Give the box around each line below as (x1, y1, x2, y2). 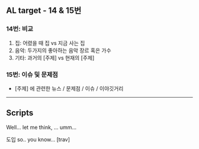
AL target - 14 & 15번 (6, 5, 82, 16)
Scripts (6, 108, 34, 118)
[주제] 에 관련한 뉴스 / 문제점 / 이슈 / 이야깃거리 (14, 85, 124, 92)
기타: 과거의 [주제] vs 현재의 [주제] (14, 54, 95, 61)
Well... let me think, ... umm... (6, 124, 77, 131)
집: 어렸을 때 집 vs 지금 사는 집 (14, 39, 85, 46)
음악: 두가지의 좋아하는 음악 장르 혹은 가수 (14, 47, 111, 54)
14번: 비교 (6, 25, 34, 33)
